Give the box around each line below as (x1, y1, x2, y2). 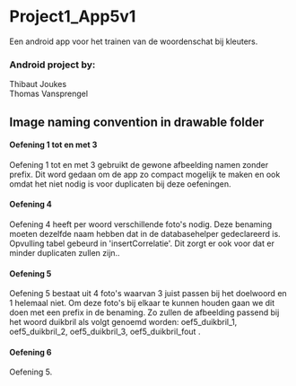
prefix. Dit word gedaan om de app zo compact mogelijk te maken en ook (9, 169, 281, 180)
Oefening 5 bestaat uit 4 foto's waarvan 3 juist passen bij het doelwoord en (9, 288, 287, 299)
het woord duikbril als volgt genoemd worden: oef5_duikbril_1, (9, 317, 238, 328)
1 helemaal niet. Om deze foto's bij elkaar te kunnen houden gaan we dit (9, 298, 275, 309)
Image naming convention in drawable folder (9, 114, 265, 129)
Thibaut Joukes (9, 79, 67, 90)
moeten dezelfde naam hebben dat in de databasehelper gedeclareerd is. (9, 229, 281, 240)
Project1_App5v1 (9, 6, 136, 27)
